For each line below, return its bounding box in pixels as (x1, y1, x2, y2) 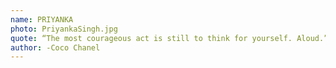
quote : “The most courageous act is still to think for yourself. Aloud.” (10, 33, 329, 43)
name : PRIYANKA (10, 14, 74, 25)
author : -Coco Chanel (10, 42, 101, 53)
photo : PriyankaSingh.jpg (10, 24, 118, 34)
